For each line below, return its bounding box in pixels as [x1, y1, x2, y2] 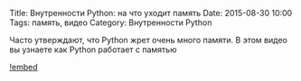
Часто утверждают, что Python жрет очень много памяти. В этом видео [9, 35, 287, 45]
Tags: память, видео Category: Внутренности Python [9, 17, 212, 28]
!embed [9, 62, 38, 72]
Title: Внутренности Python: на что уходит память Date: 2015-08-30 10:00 [9, 8, 293, 18]
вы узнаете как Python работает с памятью [9, 44, 177, 55]
